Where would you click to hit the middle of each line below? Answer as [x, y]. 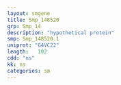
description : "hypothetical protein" [61, 33]
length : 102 [27, 52]
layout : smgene [29, 13]
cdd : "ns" [21, 58]
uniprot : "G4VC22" [33, 45]
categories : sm [29, 71]
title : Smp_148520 [33, 20]
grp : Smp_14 [24, 26]
